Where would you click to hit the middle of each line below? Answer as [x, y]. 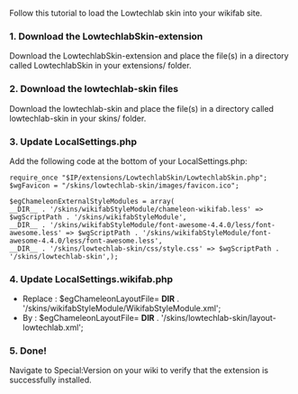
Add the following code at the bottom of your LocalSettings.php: [128, 160]
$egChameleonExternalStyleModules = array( [92, 201]
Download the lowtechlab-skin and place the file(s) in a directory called [142, 108]
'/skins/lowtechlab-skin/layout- [218, 318]
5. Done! [28, 351]
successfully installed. [50, 380]
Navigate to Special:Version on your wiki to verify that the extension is [139, 371]
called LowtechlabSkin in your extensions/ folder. [100, 66]
